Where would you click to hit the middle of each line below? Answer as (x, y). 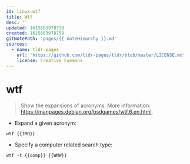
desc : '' (17, 22)
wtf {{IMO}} (21, 134)
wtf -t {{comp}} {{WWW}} (36, 156)
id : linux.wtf (24, 11)
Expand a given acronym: (45, 123)
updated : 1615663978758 (35, 28)
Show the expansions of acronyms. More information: (86, 105)
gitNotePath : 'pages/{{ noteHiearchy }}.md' (61, 39)
